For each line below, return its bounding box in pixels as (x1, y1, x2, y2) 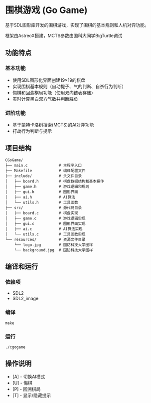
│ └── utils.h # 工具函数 (5, 200, 78, 205)
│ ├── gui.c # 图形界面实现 (5, 221, 86, 226)
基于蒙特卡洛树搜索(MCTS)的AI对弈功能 (12, 122, 94, 128)
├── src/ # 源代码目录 (5, 205, 82, 210)
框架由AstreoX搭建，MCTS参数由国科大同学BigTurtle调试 (5, 32, 123, 38)
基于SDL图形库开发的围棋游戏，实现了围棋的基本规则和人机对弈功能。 (5, 22, 150, 28)
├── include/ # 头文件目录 (5, 173, 82, 179)
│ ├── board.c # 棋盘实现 (5, 210, 78, 215)
